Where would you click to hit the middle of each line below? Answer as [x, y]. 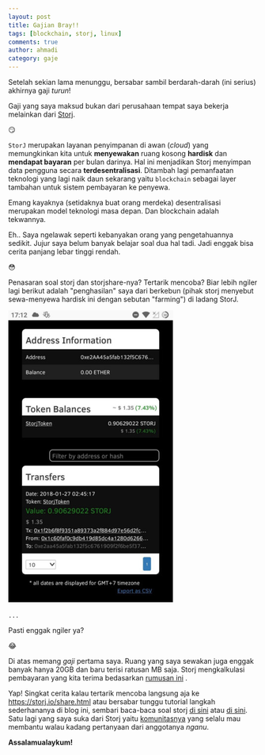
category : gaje [33, 59]
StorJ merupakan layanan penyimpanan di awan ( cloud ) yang [108, 145]
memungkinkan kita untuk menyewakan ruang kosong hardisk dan [118, 153]
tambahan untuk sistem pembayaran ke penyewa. [89, 187]
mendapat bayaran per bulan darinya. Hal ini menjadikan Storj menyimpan [130, 162]
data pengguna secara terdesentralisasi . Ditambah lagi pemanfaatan [121, 170]
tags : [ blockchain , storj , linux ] [65, 33]
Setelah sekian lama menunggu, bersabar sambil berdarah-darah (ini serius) [132, 82]
